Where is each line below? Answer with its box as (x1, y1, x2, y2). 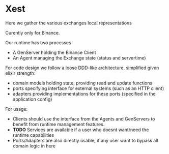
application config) (12, 96, 52, 102)
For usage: (5, 106, 28, 112)
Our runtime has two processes (5, 39, 71, 46)
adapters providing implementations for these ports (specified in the (12, 90, 156, 97)
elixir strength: (5, 70, 36, 76)
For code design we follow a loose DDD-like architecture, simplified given (5, 65, 159, 71)
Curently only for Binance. (5, 29, 60, 36)
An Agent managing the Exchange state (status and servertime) (12, 54, 146, 61)
